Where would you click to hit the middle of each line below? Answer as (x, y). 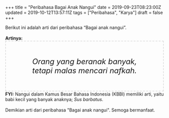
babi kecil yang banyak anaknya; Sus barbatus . (54, 99)
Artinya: (14, 38)
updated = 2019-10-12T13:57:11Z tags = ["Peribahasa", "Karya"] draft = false (84, 12)
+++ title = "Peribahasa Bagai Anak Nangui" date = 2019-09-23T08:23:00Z (83, 7)
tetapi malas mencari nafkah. (84, 71)
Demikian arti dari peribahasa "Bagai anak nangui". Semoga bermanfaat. (80, 110)
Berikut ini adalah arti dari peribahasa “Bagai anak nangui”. (66, 27)
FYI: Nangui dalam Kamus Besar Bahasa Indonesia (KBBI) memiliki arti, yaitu (84, 94)
